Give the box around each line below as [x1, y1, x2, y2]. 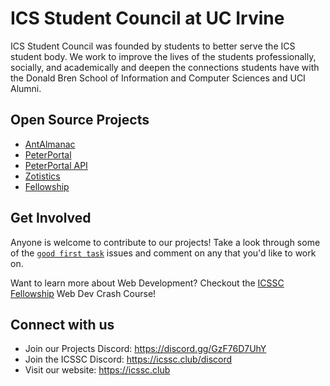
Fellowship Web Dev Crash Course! [10, 287, 157, 299]
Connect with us [10, 316, 115, 333]
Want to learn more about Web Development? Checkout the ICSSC [10, 277, 285, 289]
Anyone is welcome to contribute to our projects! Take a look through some [10, 236, 321, 248]
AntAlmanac [24, 138, 76, 150]
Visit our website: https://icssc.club [24, 364, 171, 376]
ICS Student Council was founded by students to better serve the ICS [10, 40, 296, 52]
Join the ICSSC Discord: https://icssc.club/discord [24, 353, 233, 366]
